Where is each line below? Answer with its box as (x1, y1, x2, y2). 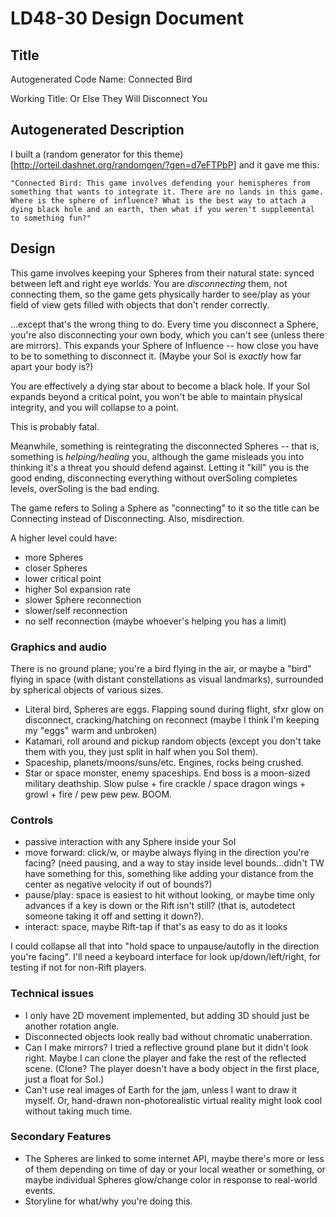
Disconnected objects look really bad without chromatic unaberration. (24, 1030, 313, 1042)
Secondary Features (10, 1130, 112, 1144)
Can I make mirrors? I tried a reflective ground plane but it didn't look (24, 1041, 309, 1053)
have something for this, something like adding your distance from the (24, 868, 314, 880)
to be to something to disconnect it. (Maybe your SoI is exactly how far (10, 350, 302, 362)
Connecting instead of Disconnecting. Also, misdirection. (10, 512, 245, 524)
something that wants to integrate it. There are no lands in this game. (10, 187, 325, 197)
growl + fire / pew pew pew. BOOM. (24, 788, 173, 800)
